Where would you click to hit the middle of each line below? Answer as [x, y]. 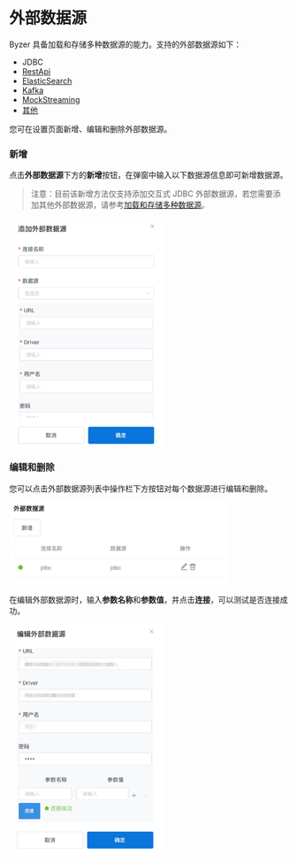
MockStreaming [51, 99]
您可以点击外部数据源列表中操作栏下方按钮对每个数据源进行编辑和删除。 [141, 489]
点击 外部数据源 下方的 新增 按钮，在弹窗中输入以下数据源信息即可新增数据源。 [148, 175]
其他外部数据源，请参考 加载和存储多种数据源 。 [124, 205]
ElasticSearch [47, 81]
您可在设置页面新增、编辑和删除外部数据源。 [91, 128]
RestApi [36, 71]
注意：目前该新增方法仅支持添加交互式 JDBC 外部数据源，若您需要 [152, 194]
